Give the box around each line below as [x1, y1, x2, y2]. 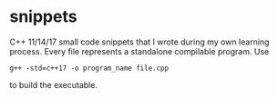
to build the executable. [9, 79, 98, 90]
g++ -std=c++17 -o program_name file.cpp [9, 64, 170, 73]
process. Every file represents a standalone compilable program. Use [9, 45, 270, 56]
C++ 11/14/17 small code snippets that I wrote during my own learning [9, 36, 270, 47]
